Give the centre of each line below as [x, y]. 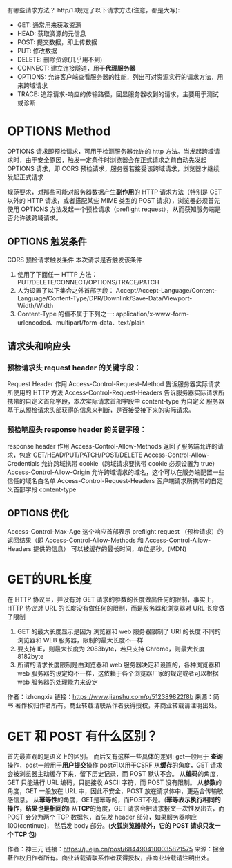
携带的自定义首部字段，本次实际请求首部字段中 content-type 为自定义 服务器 [116, 401]
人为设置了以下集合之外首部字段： [66, 290]
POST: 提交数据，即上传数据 [57, 42]
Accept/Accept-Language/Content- [166, 290]
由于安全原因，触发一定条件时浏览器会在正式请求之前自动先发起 [116, 160]
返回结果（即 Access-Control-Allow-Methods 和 [75, 540]
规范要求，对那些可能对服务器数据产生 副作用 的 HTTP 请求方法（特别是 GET [115, 192]
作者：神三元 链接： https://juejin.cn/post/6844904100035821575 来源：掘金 [116, 849]
